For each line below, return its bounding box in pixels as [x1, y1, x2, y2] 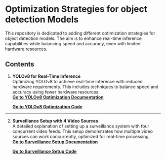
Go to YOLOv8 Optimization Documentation [12, 94, 104, 100]
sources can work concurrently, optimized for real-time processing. [12, 133, 150, 139]
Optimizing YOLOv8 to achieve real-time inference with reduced [12, 78, 143, 84]
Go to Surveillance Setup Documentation [12, 139, 98, 145]
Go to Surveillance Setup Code [12, 148, 77, 154]
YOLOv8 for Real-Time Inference [12, 73, 81, 79]
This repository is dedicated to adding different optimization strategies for [5, 30, 156, 36]
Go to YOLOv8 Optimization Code [12, 103, 83, 109]
